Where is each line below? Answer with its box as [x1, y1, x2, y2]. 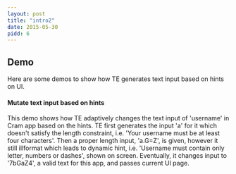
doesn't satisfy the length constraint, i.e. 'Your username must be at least [7, 129, 221, 137]
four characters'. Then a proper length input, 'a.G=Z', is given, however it [7, 137, 218, 145]
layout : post [7, 10, 46, 18]
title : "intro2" [7, 17, 55, 24]
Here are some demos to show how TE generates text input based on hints [7, 75, 224, 83]
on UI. [7, 82, 25, 91]
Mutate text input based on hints [7, 98, 105, 106]
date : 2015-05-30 [7, 23, 58, 30]
